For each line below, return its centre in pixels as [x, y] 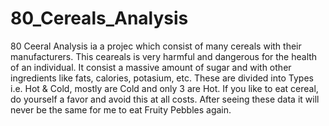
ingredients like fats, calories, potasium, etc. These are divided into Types [162, 78]
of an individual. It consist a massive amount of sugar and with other [151, 67]
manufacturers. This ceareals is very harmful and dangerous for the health [164, 56]
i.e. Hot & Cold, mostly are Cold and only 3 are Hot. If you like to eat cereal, [164, 88]
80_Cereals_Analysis [99, 18]
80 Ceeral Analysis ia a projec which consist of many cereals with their [156, 46]
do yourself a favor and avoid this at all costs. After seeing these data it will [165, 99]
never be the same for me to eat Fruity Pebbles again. [121, 109]
